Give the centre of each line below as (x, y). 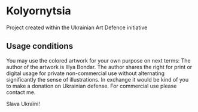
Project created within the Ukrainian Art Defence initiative (77, 27)
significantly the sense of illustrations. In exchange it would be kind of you (98, 79)
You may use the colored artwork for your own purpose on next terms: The (99, 60)
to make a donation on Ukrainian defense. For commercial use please (92, 86)
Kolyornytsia (39, 11)
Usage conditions (40, 46)
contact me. (21, 92)
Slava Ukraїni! (23, 104)
